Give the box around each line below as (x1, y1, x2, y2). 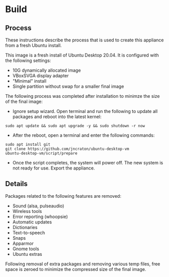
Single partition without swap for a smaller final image (12, 83, 124, 89)
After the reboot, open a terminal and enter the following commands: (12, 132, 155, 138)
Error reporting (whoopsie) (12, 213, 68, 219)
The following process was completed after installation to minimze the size (5, 93, 160, 99)
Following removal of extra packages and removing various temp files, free (5, 261, 160, 267)
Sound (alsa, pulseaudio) (12, 203, 64, 209)
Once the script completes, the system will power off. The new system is (12, 160, 163, 165)
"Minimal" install (12, 78, 47, 84)
